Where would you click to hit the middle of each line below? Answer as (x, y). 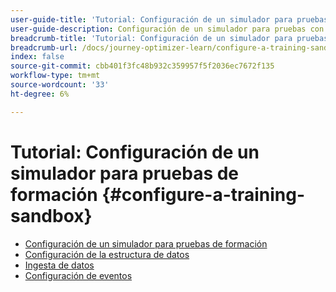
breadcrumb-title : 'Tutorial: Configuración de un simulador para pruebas (169, 38)
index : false (37, 57)
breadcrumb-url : (44, 47)
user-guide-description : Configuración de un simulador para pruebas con (167, 29)
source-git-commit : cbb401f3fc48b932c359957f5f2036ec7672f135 (142, 66)
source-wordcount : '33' (60, 85)
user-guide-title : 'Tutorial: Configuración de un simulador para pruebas (169, 19)
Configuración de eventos (78, 275)
